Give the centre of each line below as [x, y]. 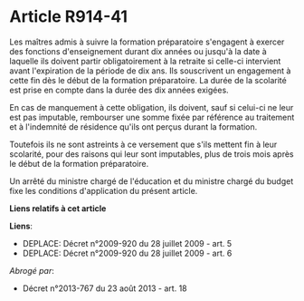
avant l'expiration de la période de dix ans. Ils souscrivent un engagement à [150, 71]
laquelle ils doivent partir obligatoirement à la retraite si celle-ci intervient [145, 61]
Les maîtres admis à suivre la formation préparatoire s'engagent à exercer [147, 42]
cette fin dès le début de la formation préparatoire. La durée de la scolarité [148, 80]
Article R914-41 [69, 17]
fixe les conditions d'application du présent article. [104, 190]
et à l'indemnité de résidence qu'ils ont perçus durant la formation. [133, 126]
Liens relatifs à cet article [58, 208]
